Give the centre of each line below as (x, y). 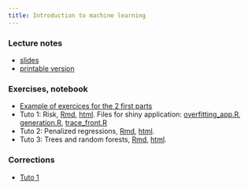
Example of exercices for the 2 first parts (86, 106)
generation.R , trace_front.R (63, 123)
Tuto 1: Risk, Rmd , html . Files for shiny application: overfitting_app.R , (130, 114)
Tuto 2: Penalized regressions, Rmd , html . (87, 132)
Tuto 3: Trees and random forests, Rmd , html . (93, 139)
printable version (47, 69)
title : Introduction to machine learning (77, 15)
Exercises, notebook (48, 89)
